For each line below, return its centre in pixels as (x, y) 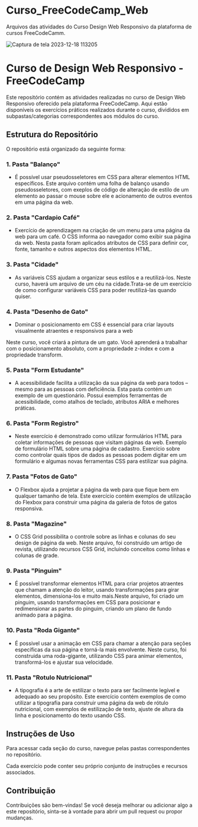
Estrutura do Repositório (52, 134)
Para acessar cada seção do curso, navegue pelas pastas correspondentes (98, 748)
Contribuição (31, 791)
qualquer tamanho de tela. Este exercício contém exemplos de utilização (103, 496)
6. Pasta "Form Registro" (43, 423)
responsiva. (29, 508)
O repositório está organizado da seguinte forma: (66, 149)
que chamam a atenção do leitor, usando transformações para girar (97, 590)
